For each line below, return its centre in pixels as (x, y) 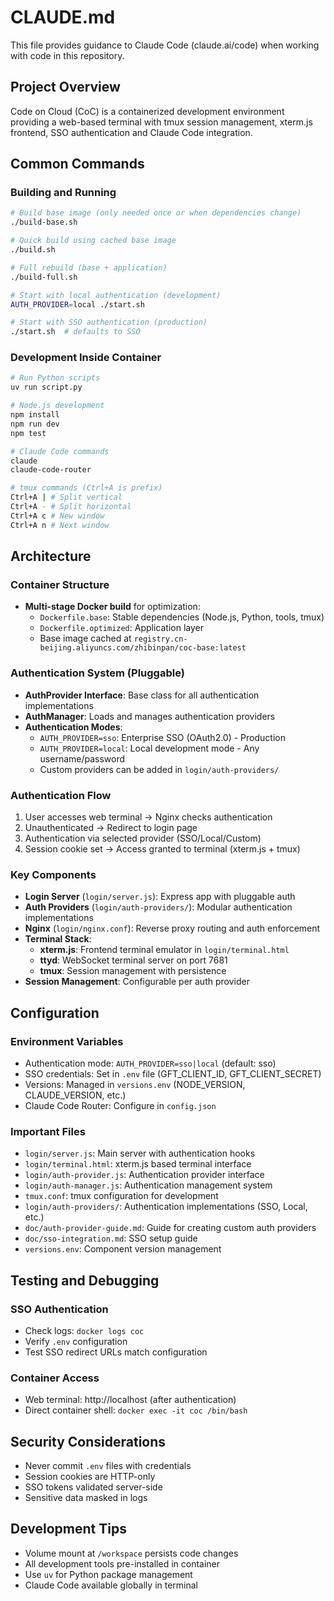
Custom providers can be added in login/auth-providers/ (159, 769)
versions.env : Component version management (123, 1249)
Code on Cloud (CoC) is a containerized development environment (147, 111)
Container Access (55, 1378)
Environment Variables (67, 1041)
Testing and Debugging (85, 1280)
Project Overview (65, 87)
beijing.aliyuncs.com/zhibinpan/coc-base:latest (143, 648)
